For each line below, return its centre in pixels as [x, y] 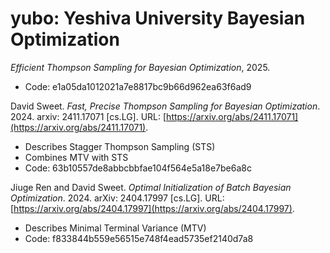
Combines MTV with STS [76, 157]
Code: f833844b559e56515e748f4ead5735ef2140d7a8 [139, 238]
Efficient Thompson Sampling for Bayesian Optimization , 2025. [140, 67]
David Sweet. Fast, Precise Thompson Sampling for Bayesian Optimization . [165, 106]
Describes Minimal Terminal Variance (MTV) [115, 228]
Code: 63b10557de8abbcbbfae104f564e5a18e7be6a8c [138, 168]
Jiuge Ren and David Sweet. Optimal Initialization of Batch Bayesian [151, 187]
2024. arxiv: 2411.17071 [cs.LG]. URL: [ [88, 116]
